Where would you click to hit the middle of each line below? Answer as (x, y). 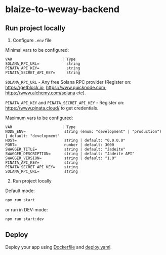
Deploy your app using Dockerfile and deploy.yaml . (59, 247)
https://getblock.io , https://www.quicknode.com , (56, 87)
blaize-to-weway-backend (63, 9)
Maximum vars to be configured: (39, 118)
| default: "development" (32, 136)
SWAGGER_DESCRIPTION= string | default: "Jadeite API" (70, 154)
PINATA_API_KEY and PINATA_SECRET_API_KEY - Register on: (65, 103)
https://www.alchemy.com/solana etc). (46, 93)
